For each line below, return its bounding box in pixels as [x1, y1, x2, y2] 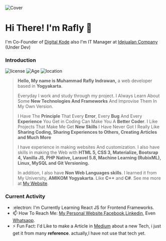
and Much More [17, 134, 52, 140]
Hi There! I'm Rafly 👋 [5, 23, 92, 34]
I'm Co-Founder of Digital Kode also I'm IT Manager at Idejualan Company [5, 39, 158, 45]
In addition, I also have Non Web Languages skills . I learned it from [17, 170, 157, 176]
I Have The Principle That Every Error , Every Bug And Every [17, 113, 142, 119]
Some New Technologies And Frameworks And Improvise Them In [17, 98, 157, 104]
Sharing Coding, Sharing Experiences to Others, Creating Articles [17, 129, 157, 135]
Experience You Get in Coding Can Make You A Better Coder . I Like [17, 118, 158, 125]
